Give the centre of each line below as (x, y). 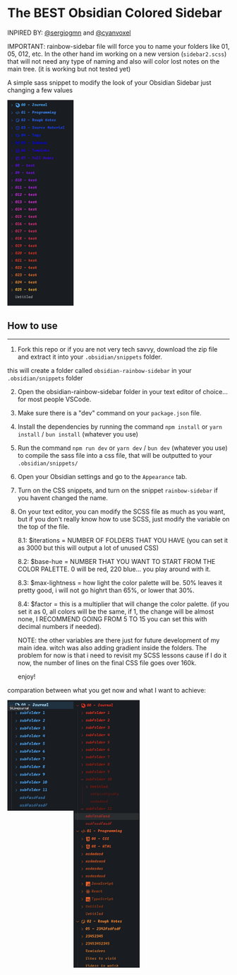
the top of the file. (43, 527)
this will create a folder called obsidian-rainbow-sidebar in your (99, 371)
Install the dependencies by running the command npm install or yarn (120, 427)
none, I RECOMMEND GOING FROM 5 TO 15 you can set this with (112, 619)
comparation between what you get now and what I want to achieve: (107, 691)
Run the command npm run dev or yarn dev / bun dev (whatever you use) (122, 448)
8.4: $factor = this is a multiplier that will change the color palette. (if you (123, 604)
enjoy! (26, 676)
